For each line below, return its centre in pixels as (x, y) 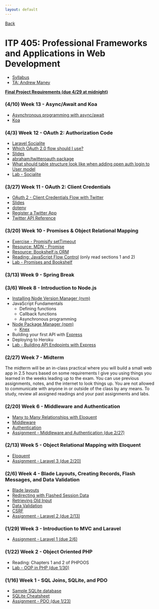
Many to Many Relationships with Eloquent (54, 417)
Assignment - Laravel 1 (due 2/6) (45, 539)
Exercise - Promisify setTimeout (44, 241)
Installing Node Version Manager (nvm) (51, 298)
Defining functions (38, 308)
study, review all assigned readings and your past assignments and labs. (77, 394)
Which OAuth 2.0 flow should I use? (48, 148)
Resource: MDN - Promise (38, 247)
